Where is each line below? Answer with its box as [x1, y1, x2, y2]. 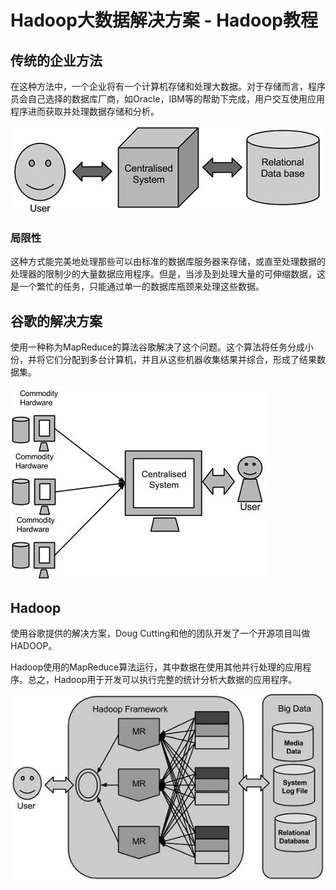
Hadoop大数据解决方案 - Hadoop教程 [10, 9, 318, 32]
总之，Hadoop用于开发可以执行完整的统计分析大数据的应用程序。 [27, 673, 298, 685]
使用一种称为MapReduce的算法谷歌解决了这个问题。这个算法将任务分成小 [10, 341, 315, 353]
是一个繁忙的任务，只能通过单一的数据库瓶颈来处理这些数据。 [10, 281, 265, 293]
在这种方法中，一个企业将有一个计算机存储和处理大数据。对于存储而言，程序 [10, 81, 326, 92]
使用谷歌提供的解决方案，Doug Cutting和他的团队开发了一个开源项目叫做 [10, 627, 311, 639]
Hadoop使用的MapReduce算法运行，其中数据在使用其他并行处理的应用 [10, 661, 303, 673]
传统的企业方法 [10, 52, 103, 69]
